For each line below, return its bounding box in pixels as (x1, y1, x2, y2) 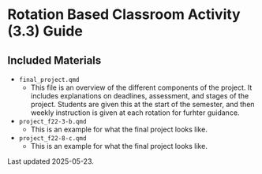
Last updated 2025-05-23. (7, 157, 94, 166)
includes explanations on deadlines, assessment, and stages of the (30, 91, 249, 100)
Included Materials (7, 54, 102, 67)
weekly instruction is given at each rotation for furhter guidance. (30, 108, 240, 117)
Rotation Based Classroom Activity (7, 6, 241, 24)
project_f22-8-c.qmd (18, 135, 87, 143)
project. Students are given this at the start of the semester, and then (30, 100, 255, 109)
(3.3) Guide (7, 22, 84, 40)
